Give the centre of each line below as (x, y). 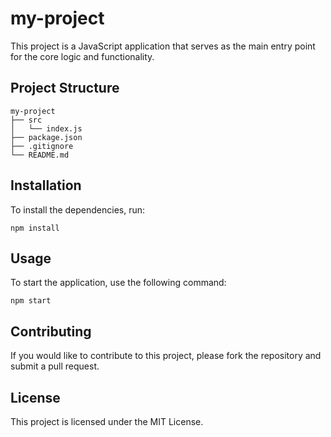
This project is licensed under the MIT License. (107, 421)
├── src (26, 120)
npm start (31, 301)
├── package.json (46, 137)
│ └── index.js (46, 128)
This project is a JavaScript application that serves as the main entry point (163, 46)
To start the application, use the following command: (118, 283)
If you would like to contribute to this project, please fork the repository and (166, 356)
